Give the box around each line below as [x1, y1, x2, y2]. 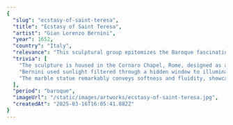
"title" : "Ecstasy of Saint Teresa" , [13, 23, 122, 30]
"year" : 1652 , [13, 36, 54, 43]
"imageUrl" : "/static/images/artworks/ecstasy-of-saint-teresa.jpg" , [13, 94, 218, 101]
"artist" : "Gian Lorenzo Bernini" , [13, 29, 116, 37]
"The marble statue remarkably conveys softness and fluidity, [19, 74, 207, 82]
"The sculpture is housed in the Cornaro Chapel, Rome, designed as [19, 62, 222, 69]
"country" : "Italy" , [13, 42, 72, 49]
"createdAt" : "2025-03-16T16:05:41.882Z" [13, 101, 135, 108]
